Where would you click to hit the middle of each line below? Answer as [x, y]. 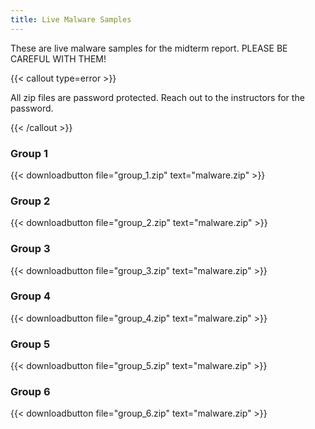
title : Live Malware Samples [71, 19]
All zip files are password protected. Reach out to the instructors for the [157, 97]
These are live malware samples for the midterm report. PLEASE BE [149, 48]
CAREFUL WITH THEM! [58, 58]
